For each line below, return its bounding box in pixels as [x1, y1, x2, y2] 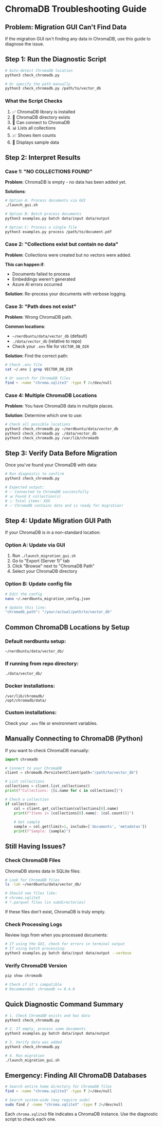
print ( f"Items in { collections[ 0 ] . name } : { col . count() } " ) [14, 810, 134, 816]
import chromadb [5, 757, 38, 762]
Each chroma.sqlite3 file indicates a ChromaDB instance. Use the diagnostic [5, 1111, 158, 1117]
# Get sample [14, 820, 40, 824]
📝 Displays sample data [12, 139, 59, 145]
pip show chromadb [5, 974, 42, 978]
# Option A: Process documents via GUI [5, 198, 86, 203]
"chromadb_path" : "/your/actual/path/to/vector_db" [5, 609, 112, 614]
